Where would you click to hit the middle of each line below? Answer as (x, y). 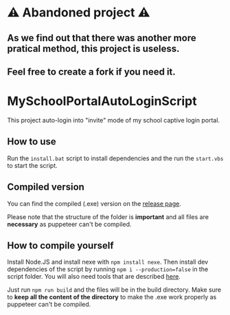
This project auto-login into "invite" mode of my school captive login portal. (114, 120)
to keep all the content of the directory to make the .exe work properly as (112, 297)
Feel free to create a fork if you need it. (92, 72)
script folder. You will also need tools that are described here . (94, 277)
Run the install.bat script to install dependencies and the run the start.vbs (115, 158)
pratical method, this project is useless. (93, 48)
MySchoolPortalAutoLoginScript (102, 101)
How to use (32, 142)
